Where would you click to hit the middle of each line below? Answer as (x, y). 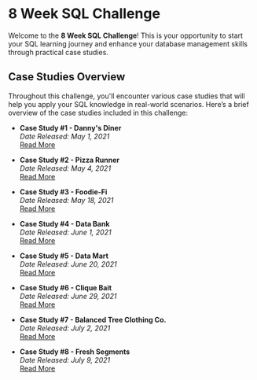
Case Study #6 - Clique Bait (66, 287)
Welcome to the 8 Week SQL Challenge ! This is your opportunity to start (126, 35)
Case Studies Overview (67, 77)
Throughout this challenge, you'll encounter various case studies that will (127, 96)
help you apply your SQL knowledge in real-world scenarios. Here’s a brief (128, 104)
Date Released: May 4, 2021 (65, 168)
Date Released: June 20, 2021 (68, 264)
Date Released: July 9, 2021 (65, 360)
